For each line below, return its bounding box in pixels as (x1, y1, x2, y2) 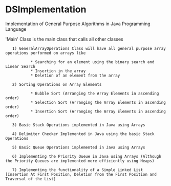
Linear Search (5, 64, 36, 69)
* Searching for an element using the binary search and (30, 59, 155, 65)
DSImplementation (5, 4, 87, 15)
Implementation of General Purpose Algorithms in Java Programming (5, 21, 151, 27)
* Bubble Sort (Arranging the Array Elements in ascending (30, 91, 159, 96)
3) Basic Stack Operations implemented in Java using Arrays (12, 122, 145, 127)
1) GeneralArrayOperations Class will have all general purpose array (12, 46, 166, 51)
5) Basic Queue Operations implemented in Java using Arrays (12, 145, 145, 150)
